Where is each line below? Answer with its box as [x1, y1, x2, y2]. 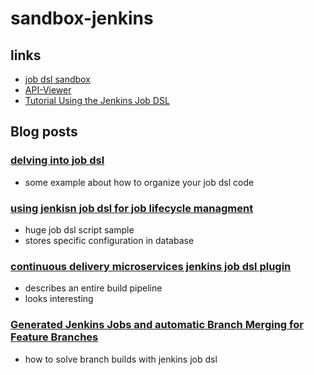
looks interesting [24, 293, 94, 305]
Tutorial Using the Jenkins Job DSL [24, 95, 170, 106]
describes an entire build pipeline [24, 282, 163, 294]
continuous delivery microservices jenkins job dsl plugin [10, 259, 292, 273]
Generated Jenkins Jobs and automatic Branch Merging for [10, 318, 304, 332]
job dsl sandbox [24, 73, 91, 85]
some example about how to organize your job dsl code [24, 176, 255, 188]
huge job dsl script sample [24, 223, 135, 236]
